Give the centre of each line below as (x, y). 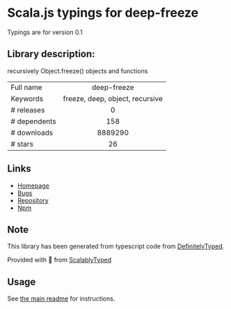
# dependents (34, 121)
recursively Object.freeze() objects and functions (78, 70)
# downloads (32, 133)
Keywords (27, 98)
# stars (22, 144)
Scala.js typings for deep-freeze (103, 13)
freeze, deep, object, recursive (113, 98)
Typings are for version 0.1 (45, 32)
